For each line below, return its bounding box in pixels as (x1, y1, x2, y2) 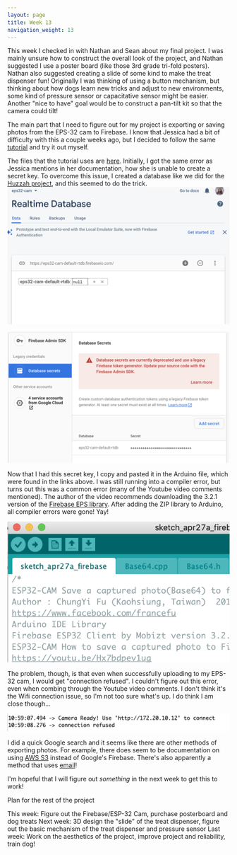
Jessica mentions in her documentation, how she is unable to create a (7, 164, 211, 173)
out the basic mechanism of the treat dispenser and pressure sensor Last (7, 825, 221, 833)
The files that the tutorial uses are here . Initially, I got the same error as (7, 156, 213, 166)
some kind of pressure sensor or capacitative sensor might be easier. (7, 92, 209, 101)
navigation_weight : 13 (7, 26, 74, 33)
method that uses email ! (7, 761, 78, 769)
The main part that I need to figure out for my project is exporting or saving (7, 120, 225, 129)
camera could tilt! (7, 107, 59, 115)
